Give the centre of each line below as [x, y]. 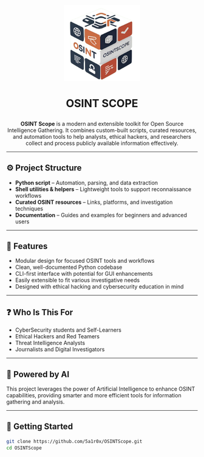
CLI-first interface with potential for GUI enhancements [84, 274]
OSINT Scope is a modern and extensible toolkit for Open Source [102, 124]
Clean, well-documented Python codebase [69, 267]
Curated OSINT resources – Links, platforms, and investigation [94, 202]
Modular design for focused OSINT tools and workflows [85, 261]
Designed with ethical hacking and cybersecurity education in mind [99, 287]
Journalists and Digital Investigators [60, 349]
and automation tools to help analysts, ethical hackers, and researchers [102, 136]
